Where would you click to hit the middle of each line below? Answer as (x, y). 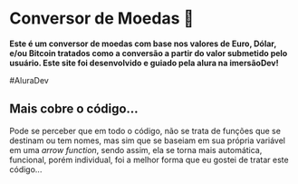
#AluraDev (29, 80)
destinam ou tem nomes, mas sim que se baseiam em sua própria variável (148, 140)
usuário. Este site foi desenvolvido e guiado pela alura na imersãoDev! (144, 63)
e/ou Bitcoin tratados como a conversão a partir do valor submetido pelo (149, 53)
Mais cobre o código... (74, 109)
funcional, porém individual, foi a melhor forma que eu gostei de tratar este (149, 160)
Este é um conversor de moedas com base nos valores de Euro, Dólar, (143, 44)
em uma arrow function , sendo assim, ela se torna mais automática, (136, 150)
